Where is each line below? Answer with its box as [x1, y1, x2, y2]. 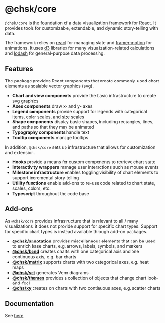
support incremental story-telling [12, 174, 79, 181]
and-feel [12, 280, 30, 286]
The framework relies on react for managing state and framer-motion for [5, 40, 152, 45]
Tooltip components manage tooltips [12, 134, 89, 140]
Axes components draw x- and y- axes [12, 103, 93, 109]
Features [5, 65, 33, 73]
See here [5, 313, 24, 319]
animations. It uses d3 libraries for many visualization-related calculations [5, 45, 155, 51]
